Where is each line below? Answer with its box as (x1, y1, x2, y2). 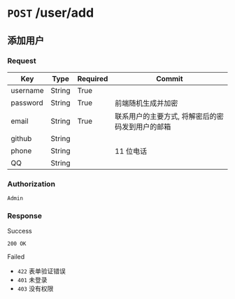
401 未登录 (17, 276, 48, 284)
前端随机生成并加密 (115, 98, 178, 108)
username (10, 85, 44, 95)
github (10, 133, 32, 143)
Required (77, 73, 108, 83)
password (10, 98, 43, 108)
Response (7, 211, 42, 221)
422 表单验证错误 (17, 267, 66, 275)
